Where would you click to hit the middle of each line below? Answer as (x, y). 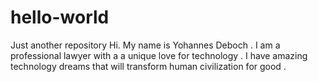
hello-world (60, 17)
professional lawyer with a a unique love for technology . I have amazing (159, 55)
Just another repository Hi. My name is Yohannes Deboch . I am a (145, 45)
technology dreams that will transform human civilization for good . (148, 66)
